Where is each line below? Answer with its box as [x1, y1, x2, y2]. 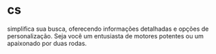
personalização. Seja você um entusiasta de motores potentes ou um [7, 31, 204, 40]
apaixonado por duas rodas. [7, 39, 88, 47]
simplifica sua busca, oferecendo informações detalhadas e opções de [7, 25, 209, 33]
